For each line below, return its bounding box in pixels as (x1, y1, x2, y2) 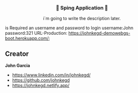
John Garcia (5, 63, 30, 69)
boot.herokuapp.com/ (5, 35, 49, 41)
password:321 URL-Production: (5, 30, 67, 36)
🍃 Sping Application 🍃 (56, 4, 108, 11)
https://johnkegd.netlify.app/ (12, 83, 70, 89)
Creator (5, 49, 29, 58)
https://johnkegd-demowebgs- (68, 30, 131, 36)
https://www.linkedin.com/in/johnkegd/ (12, 72, 91, 78)
